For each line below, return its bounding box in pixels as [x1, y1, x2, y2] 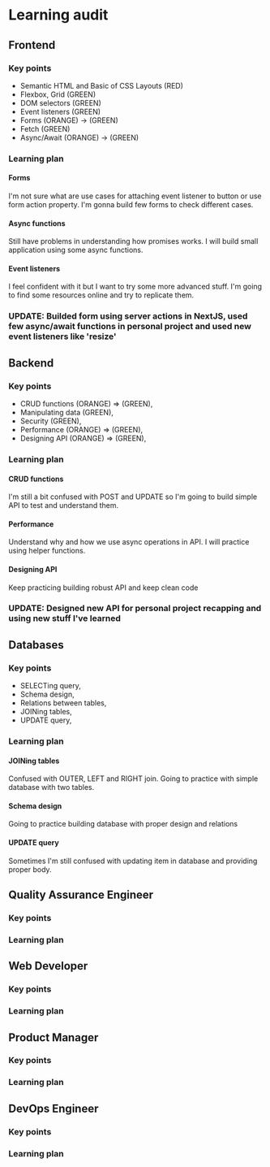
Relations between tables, [19, 698, 107, 708]
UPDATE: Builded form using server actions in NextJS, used [8, 310, 248, 322]
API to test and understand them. [8, 501, 119, 510]
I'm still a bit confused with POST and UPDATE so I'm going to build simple [8, 492, 258, 501]
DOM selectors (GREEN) [19, 98, 101, 107]
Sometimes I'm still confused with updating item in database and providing [8, 856, 258, 865]
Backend [8, 356, 54, 370]
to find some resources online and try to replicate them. [8, 290, 195, 300]
